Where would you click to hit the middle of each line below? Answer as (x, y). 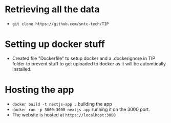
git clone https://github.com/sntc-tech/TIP (60, 24)
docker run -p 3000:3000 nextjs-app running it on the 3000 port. (81, 109)
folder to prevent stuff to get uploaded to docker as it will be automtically (89, 64)
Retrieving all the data (52, 9)
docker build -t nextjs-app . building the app (62, 104)
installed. (22, 69)
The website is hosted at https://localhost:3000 (64, 115)
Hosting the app (39, 90)
